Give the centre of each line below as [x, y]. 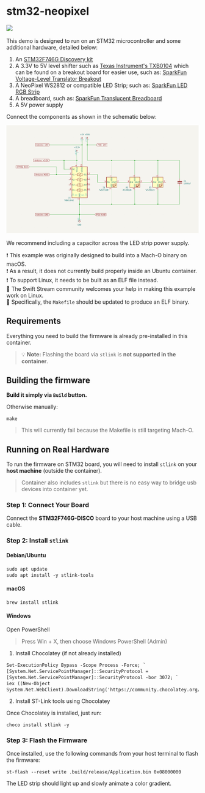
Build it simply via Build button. [47, 395]
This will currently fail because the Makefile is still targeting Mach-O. [107, 430]
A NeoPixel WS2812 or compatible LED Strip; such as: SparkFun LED [101, 85]
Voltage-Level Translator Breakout [58, 78]
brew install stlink [33, 602]
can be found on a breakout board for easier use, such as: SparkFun [101, 72]
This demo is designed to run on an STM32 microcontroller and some [94, 40]
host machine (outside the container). [54, 471]
